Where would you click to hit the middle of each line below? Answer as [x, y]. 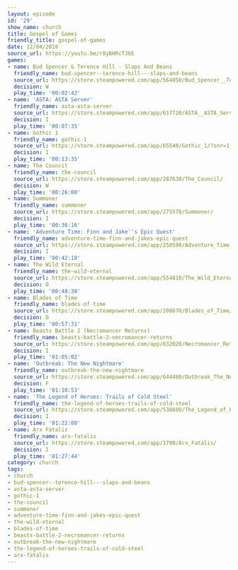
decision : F [32, 383]
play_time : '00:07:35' [47, 126]
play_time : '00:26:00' [47, 192]
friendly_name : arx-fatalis [55, 436]
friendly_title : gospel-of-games [57, 40]
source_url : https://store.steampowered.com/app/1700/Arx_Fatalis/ [115, 443]
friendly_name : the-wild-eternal [63, 271]
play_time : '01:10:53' [47, 390]
